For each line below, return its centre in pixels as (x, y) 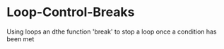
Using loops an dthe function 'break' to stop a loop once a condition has (112, 31)
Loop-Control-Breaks (71, 12)
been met (20, 38)
